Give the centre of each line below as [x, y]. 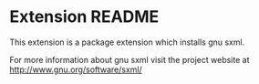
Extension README [84, 17]
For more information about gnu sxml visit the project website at [129, 59]
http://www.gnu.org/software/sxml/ [76, 69]
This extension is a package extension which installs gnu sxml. [127, 42]
